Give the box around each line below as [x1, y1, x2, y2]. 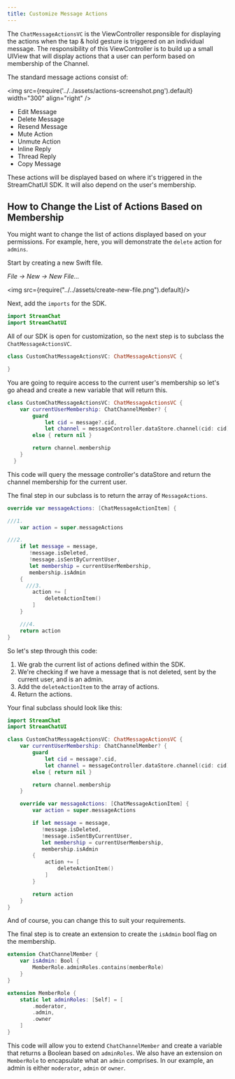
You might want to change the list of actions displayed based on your [7, 230, 207, 239]
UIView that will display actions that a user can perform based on [7, 52, 195, 60]
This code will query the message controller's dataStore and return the [7, 470, 211, 478]
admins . [7, 245, 28, 253]
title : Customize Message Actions [7, 10, 108, 18]
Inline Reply [17, 144, 51, 153]
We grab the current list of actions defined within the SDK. [17, 660, 185, 669]
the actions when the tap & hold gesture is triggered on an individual [7, 36, 204, 46]
